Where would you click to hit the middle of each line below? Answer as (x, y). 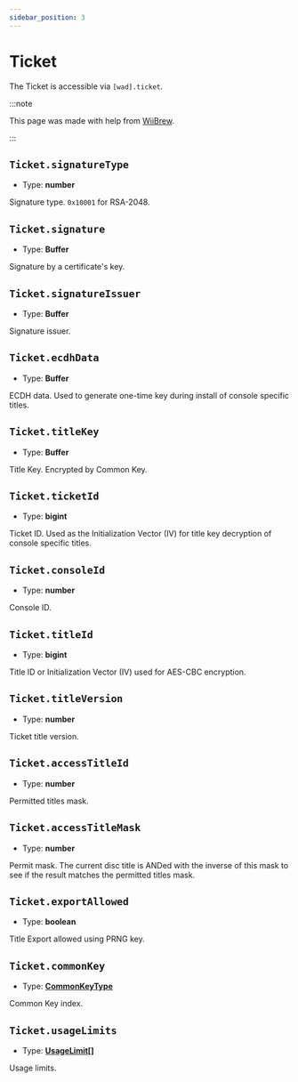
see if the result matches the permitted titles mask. (102, 875)
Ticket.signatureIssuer (75, 293)
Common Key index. (46, 1004)
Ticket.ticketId (54, 497)
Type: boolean (49, 922)
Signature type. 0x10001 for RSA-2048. (80, 202)
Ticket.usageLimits (63, 1030)
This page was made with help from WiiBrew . (92, 120)
